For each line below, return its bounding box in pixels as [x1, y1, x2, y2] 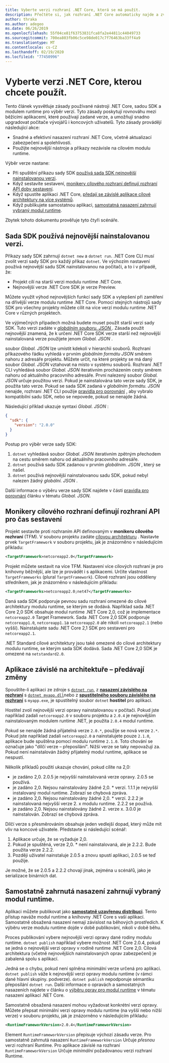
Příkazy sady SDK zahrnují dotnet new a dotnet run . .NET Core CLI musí [5, 253, 154, 259]
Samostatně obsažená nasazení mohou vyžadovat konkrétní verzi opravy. [5, 1002, 158, 1008]
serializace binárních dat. [5, 872, 58, 879]
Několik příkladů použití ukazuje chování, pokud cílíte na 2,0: [5, 764, 131, 770]
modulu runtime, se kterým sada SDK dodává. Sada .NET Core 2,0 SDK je [5, 646, 157, 652]
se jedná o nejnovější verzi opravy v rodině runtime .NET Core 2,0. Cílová [5, 945, 157, 951]
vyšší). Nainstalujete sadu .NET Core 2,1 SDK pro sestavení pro [5, 625, 135, 631]
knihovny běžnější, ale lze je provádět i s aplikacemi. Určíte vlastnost [5, 569, 147, 575]
